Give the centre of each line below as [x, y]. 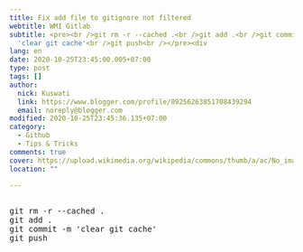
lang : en [26, 51]
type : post [30, 69]
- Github [34, 135]
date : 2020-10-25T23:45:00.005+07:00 [80, 60]
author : [24, 85]
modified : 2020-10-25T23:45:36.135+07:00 [88, 118]
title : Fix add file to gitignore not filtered [101, 18]
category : [28, 127]
